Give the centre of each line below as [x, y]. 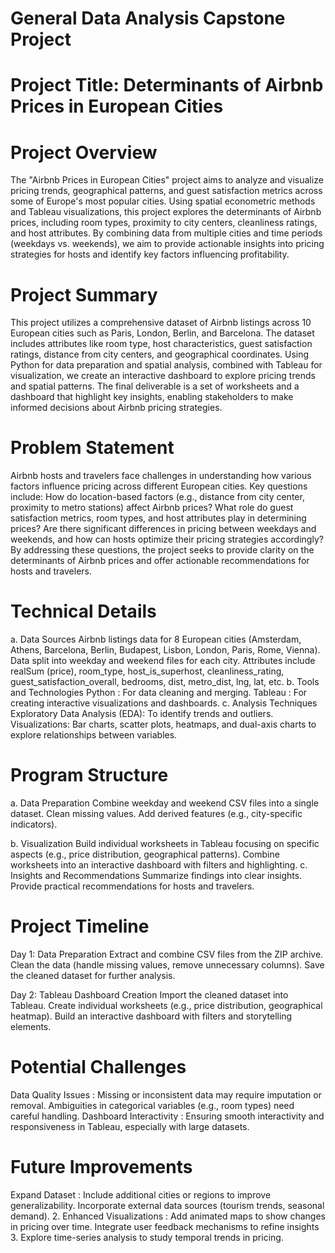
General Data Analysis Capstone [148, 18]
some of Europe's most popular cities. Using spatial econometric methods [163, 201]
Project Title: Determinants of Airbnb [167, 85]
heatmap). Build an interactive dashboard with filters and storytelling [151, 1016]
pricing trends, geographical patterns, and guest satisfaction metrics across [166, 191]
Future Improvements [101, 1167]
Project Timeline [80, 926]
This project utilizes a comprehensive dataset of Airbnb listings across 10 [161, 323]
